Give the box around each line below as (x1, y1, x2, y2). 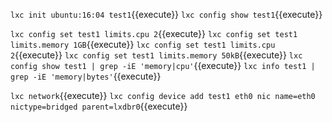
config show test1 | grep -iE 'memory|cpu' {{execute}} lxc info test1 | (10, 60, 316, 71)
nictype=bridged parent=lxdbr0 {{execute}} (10, 100, 188, 112)
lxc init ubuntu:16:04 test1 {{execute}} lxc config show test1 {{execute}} (10, 9, 323, 20)
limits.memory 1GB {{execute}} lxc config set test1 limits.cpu (10, 39, 276, 50)
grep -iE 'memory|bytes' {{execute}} (10, 70, 162, 82)
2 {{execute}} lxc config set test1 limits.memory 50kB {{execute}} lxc (10, 49, 303, 61)
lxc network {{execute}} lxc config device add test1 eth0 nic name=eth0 (10, 90, 316, 101)
